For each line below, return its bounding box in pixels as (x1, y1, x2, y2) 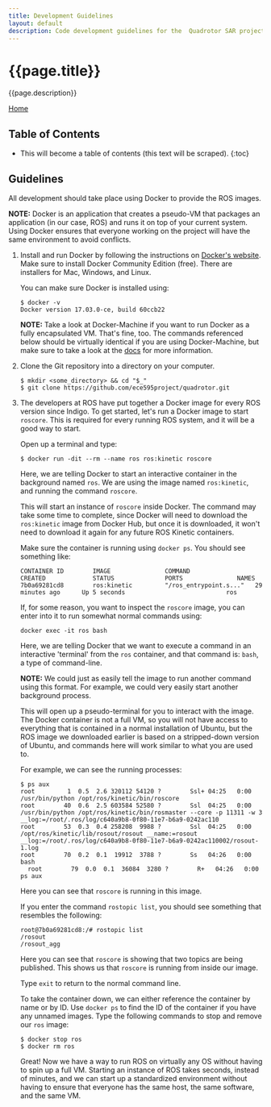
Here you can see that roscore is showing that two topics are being (19, 954, 244, 963)
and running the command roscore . (19, 485, 138, 496)
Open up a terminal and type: (19, 439, 118, 448)
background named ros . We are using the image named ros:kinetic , (19, 477, 249, 487)
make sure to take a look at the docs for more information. (19, 345, 214, 355)
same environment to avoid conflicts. (8, 235, 131, 244)
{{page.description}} (8, 88, 77, 98)
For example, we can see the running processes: (19, 764, 182, 774)
